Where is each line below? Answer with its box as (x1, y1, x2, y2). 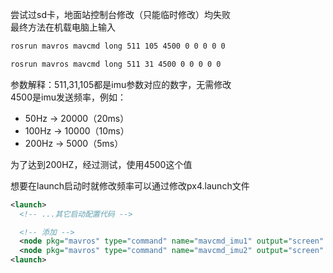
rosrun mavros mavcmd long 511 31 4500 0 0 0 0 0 (10, 59, 222, 69)
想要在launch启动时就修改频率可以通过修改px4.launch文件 (10, 179, 250, 192)
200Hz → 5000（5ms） (24, 137, 124, 149)
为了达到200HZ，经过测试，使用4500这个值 (10, 158, 193, 170)
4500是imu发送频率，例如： (10, 91, 127, 103)
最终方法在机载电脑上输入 (10, 21, 116, 33)
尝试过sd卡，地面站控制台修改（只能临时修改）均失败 (10, 9, 231, 20)
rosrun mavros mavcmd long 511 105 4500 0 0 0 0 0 (10, 41, 226, 51)
